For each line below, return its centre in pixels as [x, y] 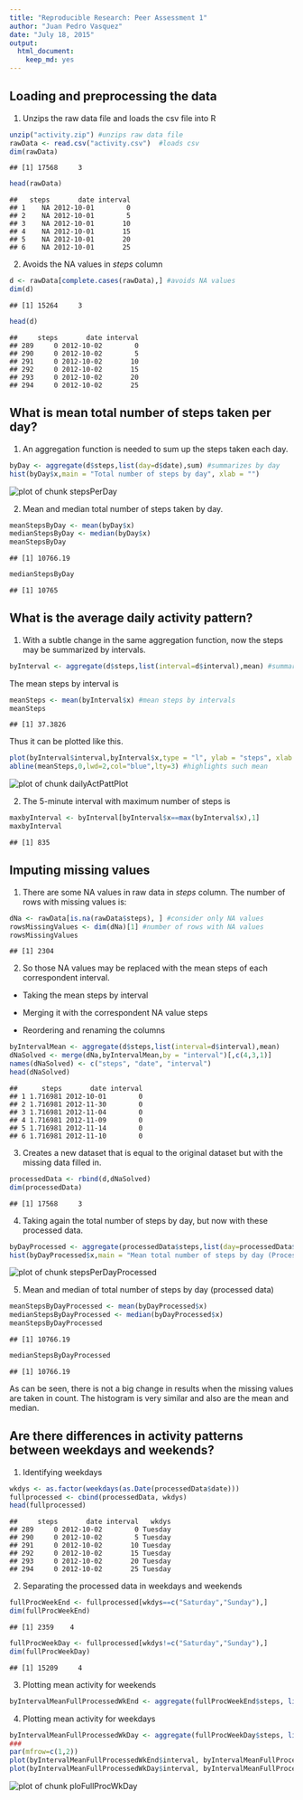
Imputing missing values [80, 871]
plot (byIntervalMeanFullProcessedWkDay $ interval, [105, 1769]
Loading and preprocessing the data [113, 96]
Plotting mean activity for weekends [89, 1684]
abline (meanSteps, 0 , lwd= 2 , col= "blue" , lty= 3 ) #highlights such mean [139, 767]
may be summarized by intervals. [84, 649]
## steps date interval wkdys [90, 1522]
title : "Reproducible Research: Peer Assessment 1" [108, 18]
